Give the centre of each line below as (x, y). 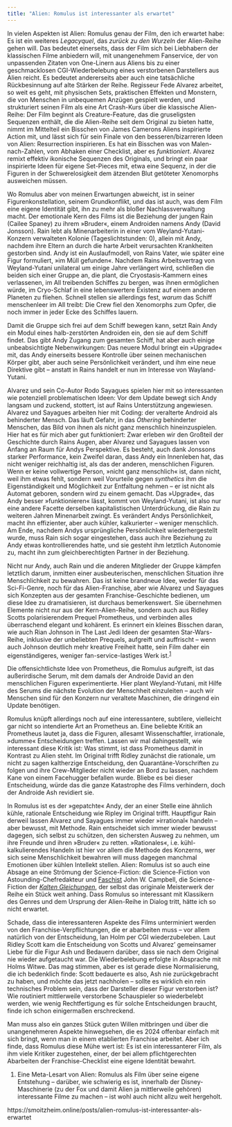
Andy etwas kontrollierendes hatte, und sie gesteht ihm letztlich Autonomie (114, 545)
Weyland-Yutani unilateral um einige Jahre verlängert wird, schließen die (111, 268)
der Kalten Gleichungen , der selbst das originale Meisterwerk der (121, 887)
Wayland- (202, 369)
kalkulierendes (28, 850)
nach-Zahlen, (26, 151)
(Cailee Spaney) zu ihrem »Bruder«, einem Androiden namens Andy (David (114, 223)
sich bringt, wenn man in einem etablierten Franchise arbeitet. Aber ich (108, 1039)
